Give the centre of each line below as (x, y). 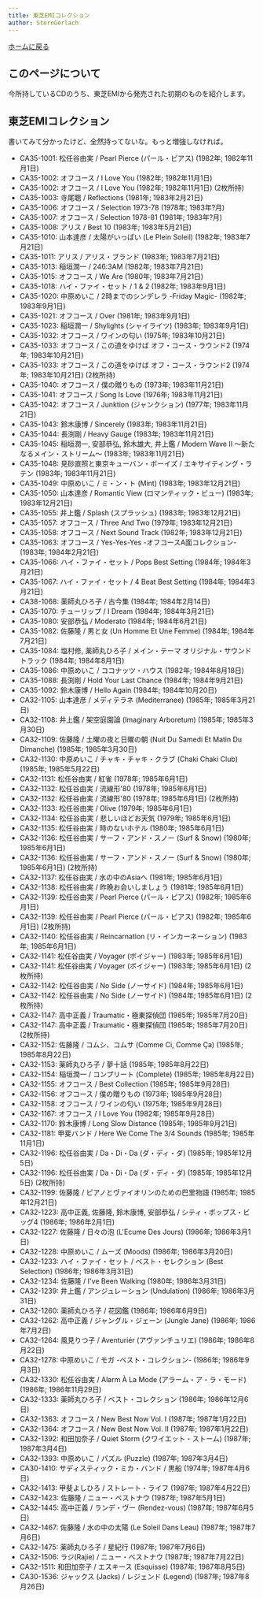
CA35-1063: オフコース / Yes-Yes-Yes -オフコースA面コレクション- (128, 543)
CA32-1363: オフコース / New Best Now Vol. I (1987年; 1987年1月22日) (133, 1419)
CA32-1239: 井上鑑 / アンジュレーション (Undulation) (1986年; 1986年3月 (137, 1291)
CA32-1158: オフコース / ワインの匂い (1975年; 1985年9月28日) (121, 1104)
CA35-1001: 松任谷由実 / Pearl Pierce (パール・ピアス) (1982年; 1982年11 (136, 158)
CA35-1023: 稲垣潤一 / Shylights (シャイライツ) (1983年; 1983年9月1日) (134, 326)
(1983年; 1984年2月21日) (59, 552)
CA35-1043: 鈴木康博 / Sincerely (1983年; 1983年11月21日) (113, 424)
